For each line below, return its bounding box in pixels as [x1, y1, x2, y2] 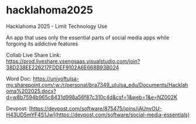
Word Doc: [6, 75, 32, 82]
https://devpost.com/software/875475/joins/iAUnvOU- [30, 105, 162, 112]
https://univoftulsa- [33, 75, 79, 82]
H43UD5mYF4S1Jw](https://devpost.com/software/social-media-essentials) [6, 111, 190, 118]
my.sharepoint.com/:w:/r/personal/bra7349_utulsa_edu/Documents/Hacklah [6, 81, 188, 88]
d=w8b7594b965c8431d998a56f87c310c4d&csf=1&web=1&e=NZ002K [6, 94, 178, 101]
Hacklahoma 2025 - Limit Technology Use [6, 23, 108, 30]
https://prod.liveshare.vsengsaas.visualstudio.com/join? [6, 58, 141, 65]
